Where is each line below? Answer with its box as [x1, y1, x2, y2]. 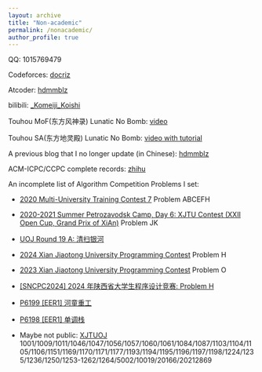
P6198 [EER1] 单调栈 [19, 315, 86, 324]
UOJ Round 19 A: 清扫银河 [19, 235, 104, 244]
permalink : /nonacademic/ [8, 26, 93, 34]
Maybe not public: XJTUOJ [19, 330, 107, 340]
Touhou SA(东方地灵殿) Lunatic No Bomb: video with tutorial [8, 133, 202, 143]
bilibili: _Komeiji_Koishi [8, 100, 81, 110]
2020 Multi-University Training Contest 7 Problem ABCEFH [19, 195, 210, 204]
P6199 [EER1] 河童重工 [19, 298, 93, 308]
